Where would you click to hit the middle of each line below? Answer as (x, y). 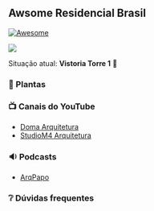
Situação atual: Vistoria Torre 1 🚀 (63, 63)
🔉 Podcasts (32, 156)
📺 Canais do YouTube (52, 106)
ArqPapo (34, 177)
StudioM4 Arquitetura (56, 135)
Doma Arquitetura (49, 127)
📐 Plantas (27, 84)
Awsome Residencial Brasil (77, 13)
